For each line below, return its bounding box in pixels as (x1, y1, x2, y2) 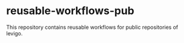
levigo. (6, 29, 23, 37)
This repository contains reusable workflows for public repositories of (6, 24, 179, 31)
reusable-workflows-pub (6, 4, 135, 18)
